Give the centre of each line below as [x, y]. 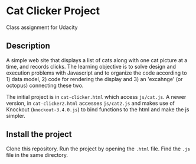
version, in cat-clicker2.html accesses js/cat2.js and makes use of [91, 103]
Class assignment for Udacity [42, 27]
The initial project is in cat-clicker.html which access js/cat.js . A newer [96, 97]
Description [28, 46]
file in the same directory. [37, 155]
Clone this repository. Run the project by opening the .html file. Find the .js [98, 149]
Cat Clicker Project [53, 11]
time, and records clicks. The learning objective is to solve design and [91, 66]
